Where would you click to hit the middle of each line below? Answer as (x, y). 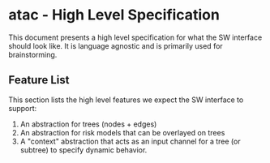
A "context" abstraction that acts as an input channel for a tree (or (130, 141)
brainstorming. (33, 54)
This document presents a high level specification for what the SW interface (135, 37)
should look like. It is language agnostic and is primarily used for (116, 45)
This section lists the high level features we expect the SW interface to (126, 100)
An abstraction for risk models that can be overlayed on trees (122, 132)
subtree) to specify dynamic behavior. (84, 150)
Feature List (39, 80)
